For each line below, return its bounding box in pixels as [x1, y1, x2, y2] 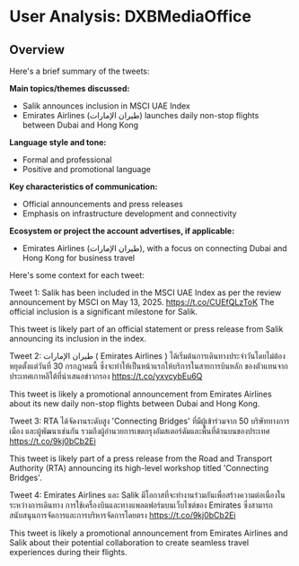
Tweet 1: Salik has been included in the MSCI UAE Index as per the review [9, 287, 282, 298]
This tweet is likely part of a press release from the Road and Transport [9, 453, 272, 464]
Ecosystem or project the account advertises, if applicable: [9, 226, 235, 236]
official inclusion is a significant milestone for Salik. [9, 307, 198, 317]
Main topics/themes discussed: [9, 83, 130, 93]
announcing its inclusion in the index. [9, 334, 146, 344]
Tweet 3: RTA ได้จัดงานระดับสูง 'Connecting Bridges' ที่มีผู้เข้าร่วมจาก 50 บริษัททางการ [9, 415, 290, 426]
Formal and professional [22, 154, 112, 165]
